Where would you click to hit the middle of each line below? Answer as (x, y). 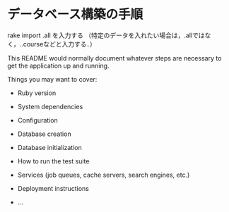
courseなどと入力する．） (60, 44)
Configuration (37, 120)
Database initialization (50, 147)
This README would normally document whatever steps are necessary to (114, 58)
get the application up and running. (58, 66)
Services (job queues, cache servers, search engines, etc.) (104, 175)
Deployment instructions (53, 188)
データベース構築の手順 (75, 14)
